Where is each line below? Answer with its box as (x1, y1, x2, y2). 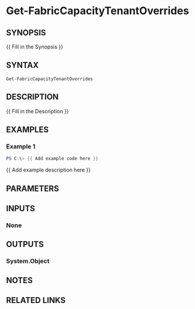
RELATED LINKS (6, 295, 66, 305)
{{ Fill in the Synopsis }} (6, 43, 63, 50)
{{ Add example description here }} (6, 166, 91, 173)
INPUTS (6, 203, 35, 213)
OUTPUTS (6, 239, 44, 249)
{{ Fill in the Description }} (6, 107, 69, 114)
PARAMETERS (6, 183, 59, 193)
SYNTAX (6, 60, 39, 70)
